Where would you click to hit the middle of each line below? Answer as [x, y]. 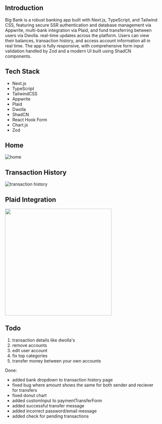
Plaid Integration [31, 200]
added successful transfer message [48, 405]
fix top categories [30, 356]
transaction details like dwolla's [44, 340]
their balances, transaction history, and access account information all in [78, 41]
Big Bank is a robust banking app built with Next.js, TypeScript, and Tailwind [81, 20]
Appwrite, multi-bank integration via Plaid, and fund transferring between [78, 30]
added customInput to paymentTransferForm [57, 401]
